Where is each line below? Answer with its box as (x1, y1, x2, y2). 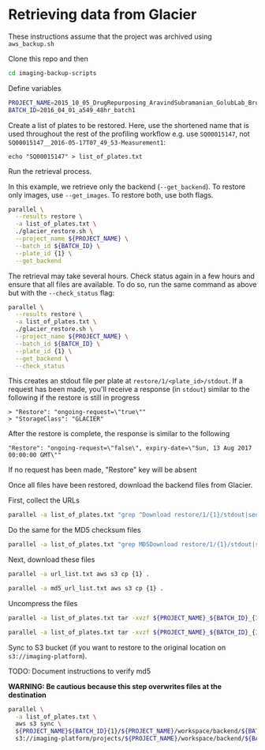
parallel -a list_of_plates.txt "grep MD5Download (8, 541, 178, 548)
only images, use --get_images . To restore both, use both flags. (8, 190, 214, 199)
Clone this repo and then (8, 54, 88, 63)
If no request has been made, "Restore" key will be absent (8, 465, 197, 475)
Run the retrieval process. (8, 166, 92, 175)
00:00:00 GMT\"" (8, 451, 62, 459)
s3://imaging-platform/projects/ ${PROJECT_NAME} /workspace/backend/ (15, 735, 245, 743)
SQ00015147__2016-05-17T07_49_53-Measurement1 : (8, 137, 166, 147)
